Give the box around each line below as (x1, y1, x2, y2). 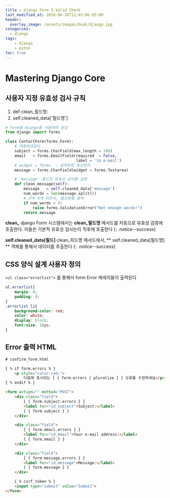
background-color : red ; (14, 308, 65, 313)
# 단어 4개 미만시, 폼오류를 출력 (23, 195, 84, 201)
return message (23, 210, 56, 215)
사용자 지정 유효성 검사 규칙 (5, 94, 86, 103)
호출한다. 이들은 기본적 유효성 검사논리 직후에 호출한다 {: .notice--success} (5, 226, 156, 233)
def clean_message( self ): (14, 182, 70, 187)
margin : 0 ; (14, 289, 38, 295)
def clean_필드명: (12, 108, 48, 115)
